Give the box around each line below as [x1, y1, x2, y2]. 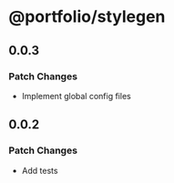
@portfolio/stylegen [8, 6, 166, 27]
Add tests [21, 165, 58, 176]
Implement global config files [21, 90, 131, 101]
